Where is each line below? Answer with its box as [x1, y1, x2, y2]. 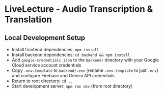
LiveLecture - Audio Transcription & [4, 3, 153, 15]
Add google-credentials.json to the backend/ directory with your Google [11, 57, 159, 63]
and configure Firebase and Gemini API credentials [11, 73, 115, 78]
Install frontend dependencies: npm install [11, 47, 99, 52]
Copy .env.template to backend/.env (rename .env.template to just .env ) [11, 67, 159, 73]
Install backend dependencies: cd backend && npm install [11, 52, 130, 58]
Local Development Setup [4, 33, 85, 42]
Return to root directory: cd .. [11, 78, 73, 84]
